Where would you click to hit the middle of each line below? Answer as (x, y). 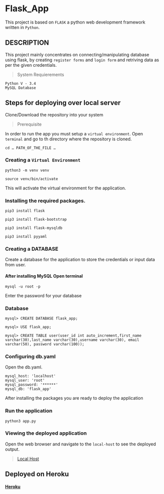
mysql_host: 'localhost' (30, 376)
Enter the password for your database (43, 295)
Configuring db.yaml (30, 356)
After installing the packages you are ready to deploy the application (74, 398)
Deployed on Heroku (37, 474)
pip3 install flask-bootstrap (36, 220)
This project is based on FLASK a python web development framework (75, 22)
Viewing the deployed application (46, 433)
